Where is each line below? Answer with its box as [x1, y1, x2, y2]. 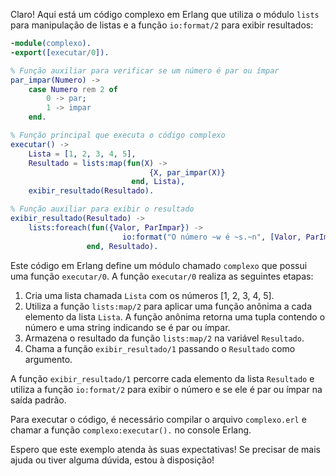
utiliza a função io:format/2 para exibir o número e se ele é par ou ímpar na [10, 383, 323, 395]
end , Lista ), [131, 177, 186, 187]
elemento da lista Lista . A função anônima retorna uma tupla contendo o [24, 310, 326, 323]
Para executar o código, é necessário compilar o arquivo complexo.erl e [10, 413, 307, 425]
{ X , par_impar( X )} [148, 167, 226, 178]
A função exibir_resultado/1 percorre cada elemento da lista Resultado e [10, 372, 315, 384]
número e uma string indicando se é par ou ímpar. [24, 321, 231, 333]
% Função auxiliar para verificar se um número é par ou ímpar [10, 65, 280, 76]
